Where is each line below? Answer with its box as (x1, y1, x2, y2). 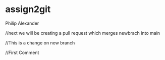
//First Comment (5, 49, 39, 55)
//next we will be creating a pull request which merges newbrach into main (5, 30, 160, 36)
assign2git (5, 4, 51, 15)
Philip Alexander (5, 20, 39, 26)
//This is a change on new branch (5, 39, 75, 46)
